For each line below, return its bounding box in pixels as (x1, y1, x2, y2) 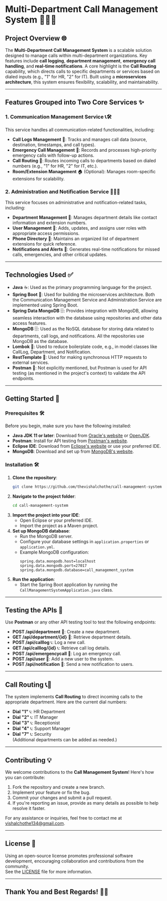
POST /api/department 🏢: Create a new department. (12, 629, 121, 635)
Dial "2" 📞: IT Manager (12, 714, 58, 720)
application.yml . (19, 544, 55, 550)
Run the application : (12, 576, 55, 582)
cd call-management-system (12, 503, 69, 508)
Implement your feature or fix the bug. (12, 789, 90, 795)
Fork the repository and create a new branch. (12, 784, 105, 790)
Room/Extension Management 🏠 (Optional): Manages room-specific (12, 168, 156, 174)
